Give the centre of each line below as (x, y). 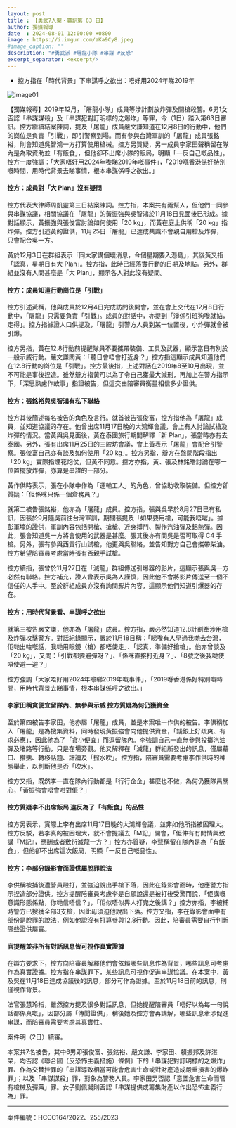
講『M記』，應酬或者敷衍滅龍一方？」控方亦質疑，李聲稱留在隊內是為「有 (113, 842)
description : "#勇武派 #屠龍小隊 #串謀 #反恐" (71, 53)
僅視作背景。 (26, 989)
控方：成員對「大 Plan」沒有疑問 (55, 188)
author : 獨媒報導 (31, 27)
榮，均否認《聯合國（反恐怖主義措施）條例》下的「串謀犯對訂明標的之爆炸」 (118, 1061)
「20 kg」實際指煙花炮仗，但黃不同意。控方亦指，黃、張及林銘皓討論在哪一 (117, 462)
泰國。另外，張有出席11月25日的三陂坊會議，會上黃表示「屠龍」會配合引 (112, 444)
